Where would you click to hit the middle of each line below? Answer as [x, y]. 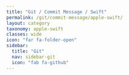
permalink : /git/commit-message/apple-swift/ [64, 18]
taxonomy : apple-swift [35, 29]
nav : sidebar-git [34, 57]
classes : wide [24, 34]
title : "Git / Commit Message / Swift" [57, 12]
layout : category [28, 23]
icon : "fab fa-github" [40, 62]
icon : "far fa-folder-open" [42, 40]
